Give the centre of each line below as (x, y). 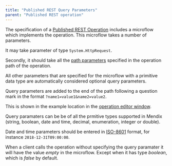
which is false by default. (32, 158)
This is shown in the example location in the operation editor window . (78, 106)
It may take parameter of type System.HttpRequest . (59, 50)
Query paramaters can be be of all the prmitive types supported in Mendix (84, 116)
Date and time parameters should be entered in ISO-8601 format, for (78, 132)
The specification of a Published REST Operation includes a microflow (80, 29)
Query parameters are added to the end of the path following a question (81, 91)
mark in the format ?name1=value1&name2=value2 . (56, 96)
